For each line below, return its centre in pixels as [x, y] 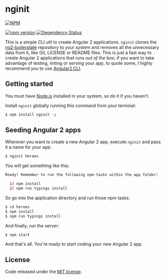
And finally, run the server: [32, 225]
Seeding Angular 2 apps [43, 130]
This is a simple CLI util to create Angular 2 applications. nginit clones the [81, 42]
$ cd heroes [17, 207]
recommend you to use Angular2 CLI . [43, 68]
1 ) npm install [25, 184]
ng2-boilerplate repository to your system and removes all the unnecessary [82, 47]
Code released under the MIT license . [44, 272]
